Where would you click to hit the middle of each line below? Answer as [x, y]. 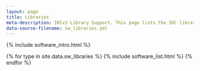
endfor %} [19, 63]
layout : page [22, 12]
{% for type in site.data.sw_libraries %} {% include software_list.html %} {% [99, 56]
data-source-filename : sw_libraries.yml [57, 28]
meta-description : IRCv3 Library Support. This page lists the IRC [92, 22]
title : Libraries [28, 17]
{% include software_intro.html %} [49, 45]
